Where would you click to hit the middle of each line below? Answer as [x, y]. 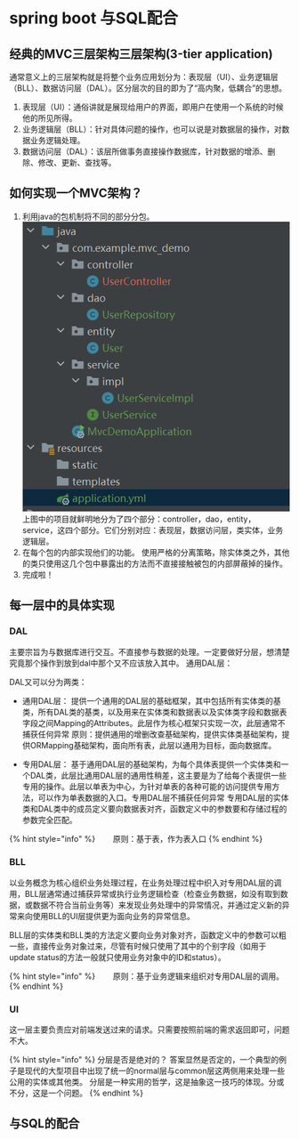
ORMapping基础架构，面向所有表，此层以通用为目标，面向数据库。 [153, 745]
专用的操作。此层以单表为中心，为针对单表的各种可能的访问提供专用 [147, 786]
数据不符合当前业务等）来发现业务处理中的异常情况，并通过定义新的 [157, 905]
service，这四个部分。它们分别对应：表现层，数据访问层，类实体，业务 [153, 529]
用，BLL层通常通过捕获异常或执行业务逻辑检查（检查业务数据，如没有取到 [145, 893]
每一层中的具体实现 [62, 606]
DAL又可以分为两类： [48, 682]
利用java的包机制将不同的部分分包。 [88, 216]
